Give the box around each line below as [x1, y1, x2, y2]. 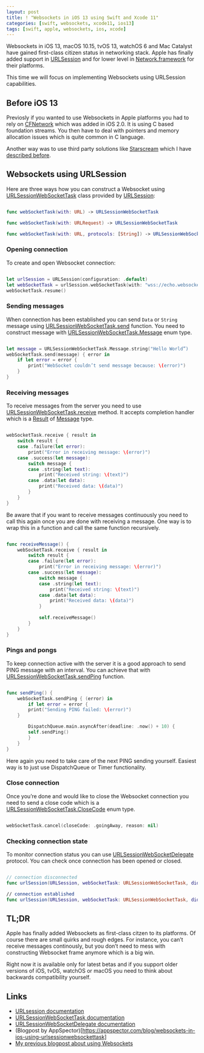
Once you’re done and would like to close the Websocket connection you [6, 792, 189, 800]
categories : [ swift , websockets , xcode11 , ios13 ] [6, 20, 135, 26]
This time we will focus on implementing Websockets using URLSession [6, 74, 186, 81]
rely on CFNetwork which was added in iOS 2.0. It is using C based [6, 120, 174, 128]
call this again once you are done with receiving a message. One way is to [6, 518, 192, 525]
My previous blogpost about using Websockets [15, 1040, 134, 1047]
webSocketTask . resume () [6, 287, 67, 294]
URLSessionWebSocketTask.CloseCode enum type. [6, 805, 135, 813]
